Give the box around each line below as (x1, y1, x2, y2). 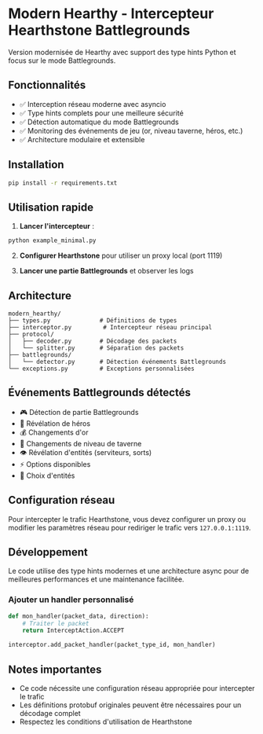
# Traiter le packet (22, 619, 89, 627)
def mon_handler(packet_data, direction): (8, 612, 149, 620)
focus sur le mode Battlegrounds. (8, 56, 116, 65)
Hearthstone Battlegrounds (8, 21, 191, 39)
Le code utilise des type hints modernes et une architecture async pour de (8, 567, 250, 576)
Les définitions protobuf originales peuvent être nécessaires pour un (19, 700, 242, 710)
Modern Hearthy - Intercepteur (8, 5, 214, 23)
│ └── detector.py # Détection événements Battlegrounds (8, 358, 226, 365)
